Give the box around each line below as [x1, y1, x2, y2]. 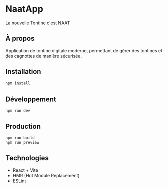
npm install [5, 81, 30, 86]
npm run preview [5, 140, 39, 145]
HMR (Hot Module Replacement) [12, 172, 80, 178]
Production [5, 122, 41, 131]
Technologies [5, 154, 49, 162]
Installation [5, 67, 41, 76]
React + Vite [12, 167, 39, 173]
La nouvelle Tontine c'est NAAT [5, 20, 70, 26]
